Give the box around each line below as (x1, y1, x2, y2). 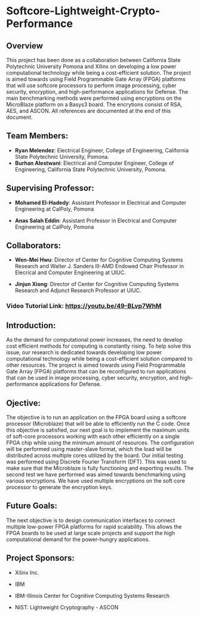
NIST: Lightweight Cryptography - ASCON (14, 603, 119, 610)
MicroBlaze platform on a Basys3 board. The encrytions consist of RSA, (6, 101, 183, 108)
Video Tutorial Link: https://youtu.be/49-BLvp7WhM (6, 302, 162, 310)
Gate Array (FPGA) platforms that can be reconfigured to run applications (6, 368, 186, 375)
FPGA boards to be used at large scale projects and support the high (6, 529, 175, 536)
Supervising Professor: (6, 183, 94, 194)
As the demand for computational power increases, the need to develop (6, 336, 183, 343)
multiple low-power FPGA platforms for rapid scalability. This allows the (6, 523, 182, 530)
